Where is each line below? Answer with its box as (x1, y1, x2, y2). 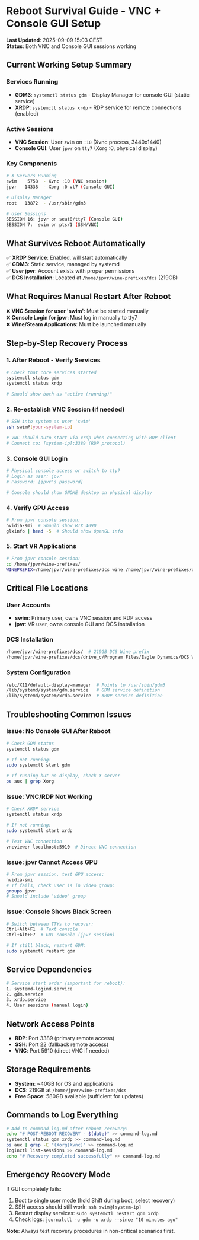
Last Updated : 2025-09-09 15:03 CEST (6, 36, 103, 43)
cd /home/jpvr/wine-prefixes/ (6, 561, 81, 567)
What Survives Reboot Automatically (6, 238, 146, 248)
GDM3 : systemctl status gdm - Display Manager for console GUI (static (14, 91, 190, 98)
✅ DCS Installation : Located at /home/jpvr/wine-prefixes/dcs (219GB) (6, 274, 178, 281)
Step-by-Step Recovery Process (6, 338, 129, 348)
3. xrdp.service (6, 997, 46, 1003)
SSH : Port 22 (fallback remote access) (14, 1041, 109, 1048)
